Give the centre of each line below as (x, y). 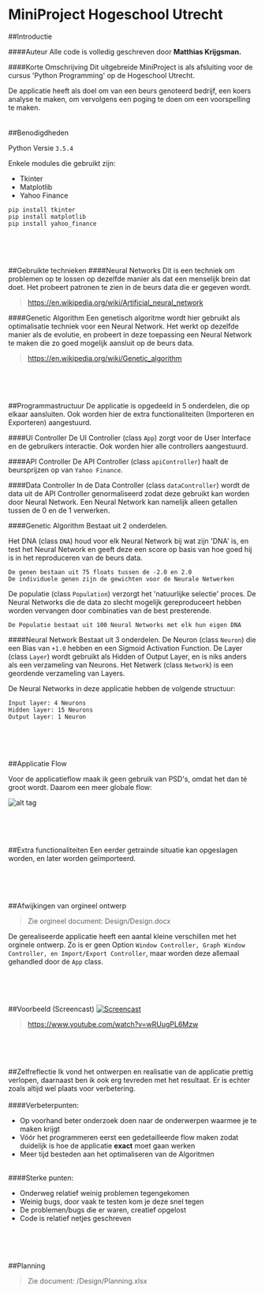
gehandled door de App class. (56, 961)
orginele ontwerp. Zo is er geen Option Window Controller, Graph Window (127, 945)
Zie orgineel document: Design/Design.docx (99, 921)
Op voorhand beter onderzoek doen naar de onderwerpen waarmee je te (138, 1120)
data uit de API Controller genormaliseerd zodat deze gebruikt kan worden (129, 493)
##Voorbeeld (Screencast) (51, 1009)
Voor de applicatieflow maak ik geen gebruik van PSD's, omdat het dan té (128, 779)
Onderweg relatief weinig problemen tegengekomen (105, 1193)
